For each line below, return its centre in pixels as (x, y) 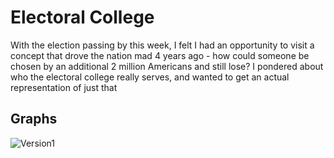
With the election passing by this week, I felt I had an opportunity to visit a (162, 45)
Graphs (34, 119)
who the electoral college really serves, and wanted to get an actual (150, 77)
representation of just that (64, 87)
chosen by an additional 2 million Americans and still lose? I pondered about (167, 66)
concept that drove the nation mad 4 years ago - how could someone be (160, 55)
